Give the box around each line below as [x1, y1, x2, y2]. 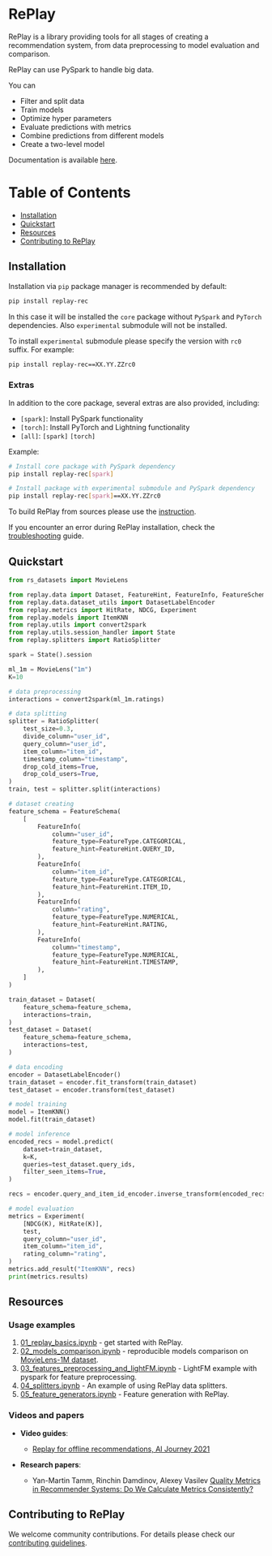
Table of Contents [8, 183, 131, 202]
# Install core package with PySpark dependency [8, 462, 176, 471]
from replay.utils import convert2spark [8, 621, 147, 629]
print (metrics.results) [8, 1272, 89, 1281]
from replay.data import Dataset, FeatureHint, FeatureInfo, [8, 590, 219, 599]
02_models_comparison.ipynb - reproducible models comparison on [19, 1347, 249, 1356]
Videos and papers [8, 1410, 85, 1421]
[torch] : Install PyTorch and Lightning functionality [19, 422, 190, 432]
